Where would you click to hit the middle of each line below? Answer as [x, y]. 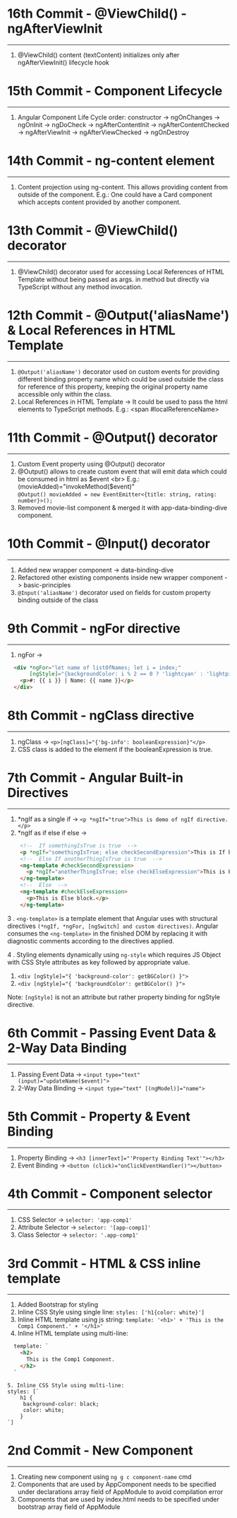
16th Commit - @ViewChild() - [97, 14]
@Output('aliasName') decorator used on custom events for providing [119, 371]
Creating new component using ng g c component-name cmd [104, 1476]
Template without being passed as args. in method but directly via [113, 279]
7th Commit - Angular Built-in [95, 778]
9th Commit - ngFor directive [94, 628]
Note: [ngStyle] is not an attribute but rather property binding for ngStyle [114, 997]
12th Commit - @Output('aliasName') [119, 315]
